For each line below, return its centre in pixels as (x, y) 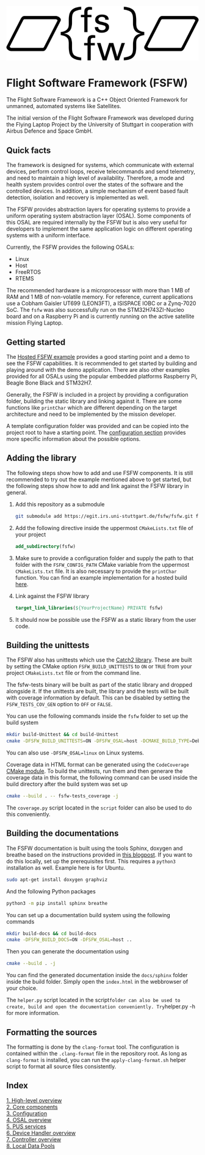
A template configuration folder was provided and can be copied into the (98, 426)
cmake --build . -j (31, 964)
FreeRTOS (28, 272)
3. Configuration (27, 1113)
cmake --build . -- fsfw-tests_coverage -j (63, 796)
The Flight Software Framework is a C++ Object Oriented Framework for (97, 100)
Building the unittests (48, 645)
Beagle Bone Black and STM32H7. (49, 383)
